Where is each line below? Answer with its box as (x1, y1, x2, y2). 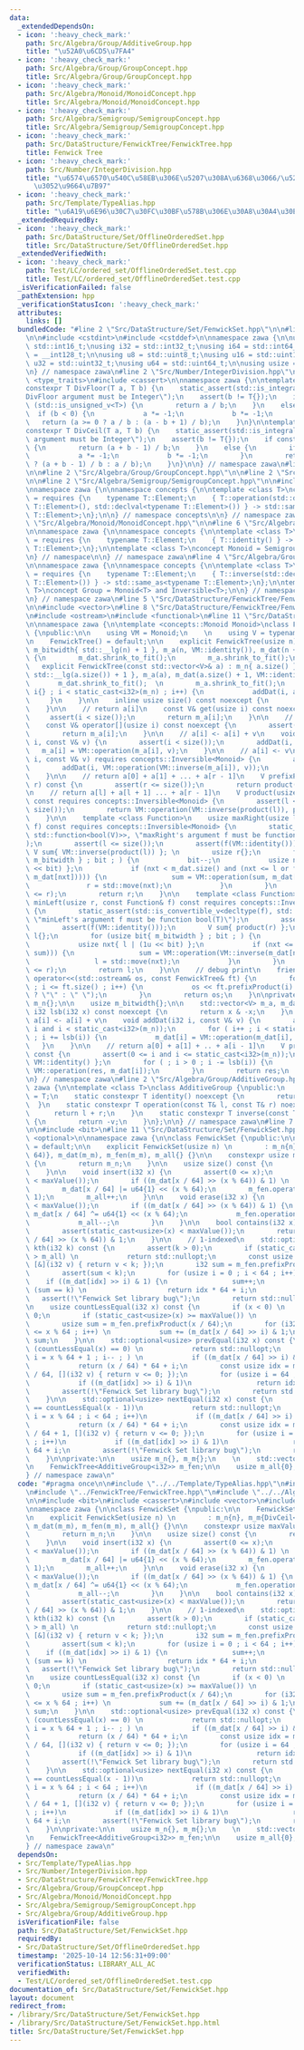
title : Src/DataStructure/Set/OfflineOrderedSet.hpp (25, 241, 229, 250)
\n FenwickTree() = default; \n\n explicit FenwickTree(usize (25, 636, 285, 646)
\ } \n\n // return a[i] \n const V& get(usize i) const (25, 704, 273, 713)
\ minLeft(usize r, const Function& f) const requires (25, 898, 237, 907)
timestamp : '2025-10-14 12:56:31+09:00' (17, 1951, 172, 1960)
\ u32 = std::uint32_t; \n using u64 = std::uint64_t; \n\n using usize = (25, 359, 298, 368)
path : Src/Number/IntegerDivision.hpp (25, 165, 172, 174)
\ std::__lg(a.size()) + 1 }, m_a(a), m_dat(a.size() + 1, (25, 671, 253, 680)
